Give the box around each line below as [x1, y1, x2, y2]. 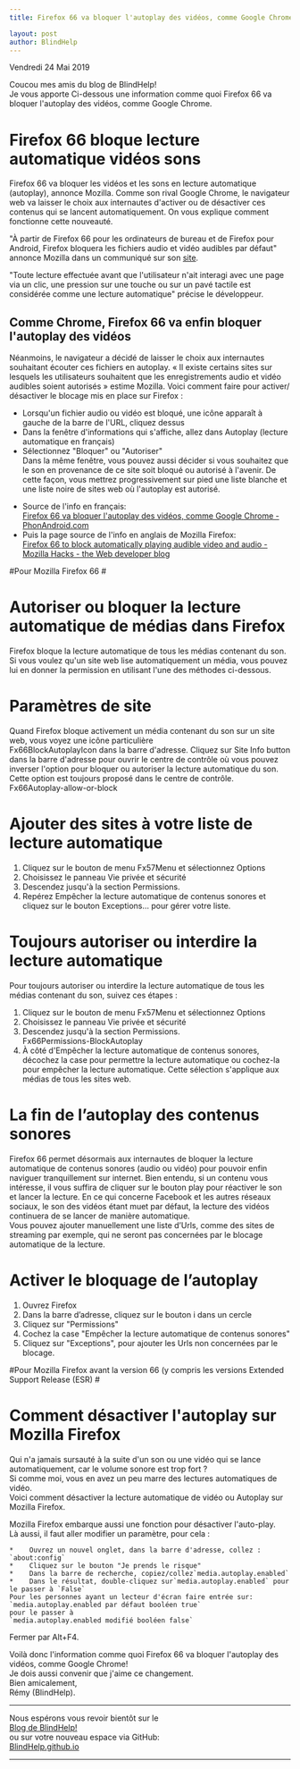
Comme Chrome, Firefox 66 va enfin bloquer [9, 315, 262, 330]
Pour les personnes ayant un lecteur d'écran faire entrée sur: [9, 1592, 254, 1601]
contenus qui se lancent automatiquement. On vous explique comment [9, 206, 270, 217]
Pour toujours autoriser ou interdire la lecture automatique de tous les [9, 980, 265, 990]
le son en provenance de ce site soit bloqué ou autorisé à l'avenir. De [21, 465, 277, 476]
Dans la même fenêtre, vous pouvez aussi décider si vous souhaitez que [21, 455, 288, 466]
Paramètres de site [9, 696, 152, 716]
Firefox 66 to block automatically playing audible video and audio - [21, 539, 268, 550]
